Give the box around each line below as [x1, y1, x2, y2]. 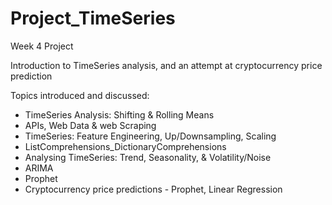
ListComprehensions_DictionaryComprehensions [24, 140, 227, 152]
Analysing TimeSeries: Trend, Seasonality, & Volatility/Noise [24, 151, 272, 163]
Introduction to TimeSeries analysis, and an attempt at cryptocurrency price [10, 59, 323, 71]
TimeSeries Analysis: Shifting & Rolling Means [24, 108, 215, 121]
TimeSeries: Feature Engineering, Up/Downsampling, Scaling [24, 130, 277, 142]
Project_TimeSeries [10, 7, 176, 30]
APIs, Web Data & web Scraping [24, 119, 157, 131]
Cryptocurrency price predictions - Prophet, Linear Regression [24, 183, 283, 195]
